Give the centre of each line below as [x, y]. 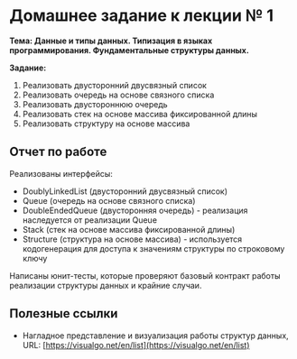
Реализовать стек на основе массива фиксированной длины [140, 114]
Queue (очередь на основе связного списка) [109, 200]
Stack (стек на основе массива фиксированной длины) [129, 229]
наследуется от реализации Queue [90, 220]
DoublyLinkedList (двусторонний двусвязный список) [125, 191]
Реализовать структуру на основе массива [106, 124]
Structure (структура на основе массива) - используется [132, 239]
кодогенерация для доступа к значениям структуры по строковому [153, 248]
